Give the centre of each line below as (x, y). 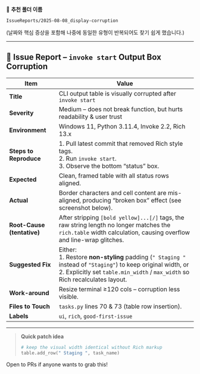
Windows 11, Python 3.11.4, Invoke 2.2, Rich (122, 126)
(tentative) (24, 232)
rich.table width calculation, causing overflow (124, 232)
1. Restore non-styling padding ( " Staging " (122, 257)
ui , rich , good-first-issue (96, 316)
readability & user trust (90, 117)
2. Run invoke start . (88, 158)
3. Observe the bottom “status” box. (109, 165)
